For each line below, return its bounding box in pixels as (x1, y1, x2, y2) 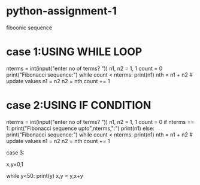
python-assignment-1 (6, 4, 117, 18)
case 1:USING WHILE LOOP (6, 45, 143, 59)
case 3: (6, 148, 25, 156)
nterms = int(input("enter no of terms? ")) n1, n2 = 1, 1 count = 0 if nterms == (6, 118, 195, 125)
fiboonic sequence (6, 24, 53, 31)
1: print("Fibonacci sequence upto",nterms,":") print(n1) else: (6, 125, 154, 132)
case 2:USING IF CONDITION (6, 99, 151, 112)
